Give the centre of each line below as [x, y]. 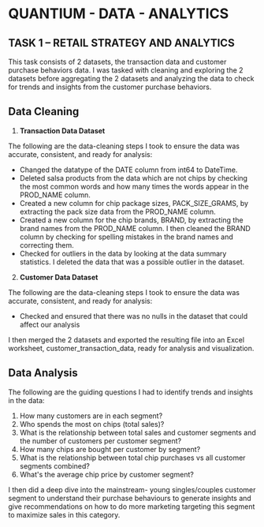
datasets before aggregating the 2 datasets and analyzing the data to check [131, 78]
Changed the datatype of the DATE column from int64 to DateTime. [128, 170]
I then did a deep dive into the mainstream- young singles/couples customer [132, 489]
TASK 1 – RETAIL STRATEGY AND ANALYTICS [121, 43]
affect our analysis [50, 324]
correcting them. [46, 245]
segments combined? [55, 465]
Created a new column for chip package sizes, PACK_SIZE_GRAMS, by [134, 203]
